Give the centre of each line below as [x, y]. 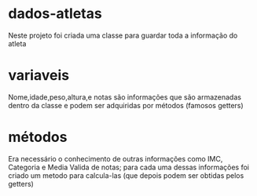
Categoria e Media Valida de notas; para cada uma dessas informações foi [129, 167]
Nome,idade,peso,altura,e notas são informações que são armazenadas [125, 97]
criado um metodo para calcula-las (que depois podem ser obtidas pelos [126, 175]
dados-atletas [55, 14]
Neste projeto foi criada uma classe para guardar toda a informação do [123, 35]
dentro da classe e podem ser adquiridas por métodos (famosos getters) [126, 105]
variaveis [39, 76]
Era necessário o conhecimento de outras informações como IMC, [116, 158]
